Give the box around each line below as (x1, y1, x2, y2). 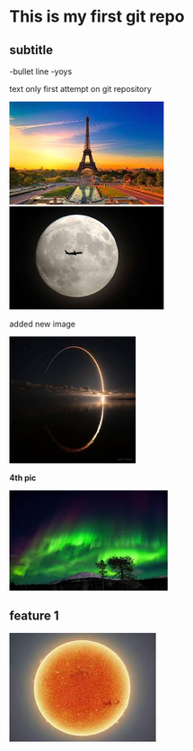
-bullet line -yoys (9, 66, 73, 77)
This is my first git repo (9, 6, 185, 27)
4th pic (9, 472, 37, 483)
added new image (9, 318, 76, 329)
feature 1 (9, 609, 60, 624)
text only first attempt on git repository (9, 84, 153, 94)
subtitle (9, 42, 54, 58)
